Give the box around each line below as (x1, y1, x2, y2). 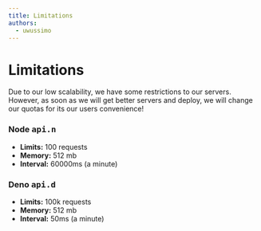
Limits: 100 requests (19, 142, 88, 151)
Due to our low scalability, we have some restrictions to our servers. (8, 87, 231, 96)
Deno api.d (8, 178, 56, 190)
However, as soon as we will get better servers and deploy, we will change (8, 96, 253, 105)
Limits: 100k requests (19, 197, 92, 206)
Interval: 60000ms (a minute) (19, 159, 118, 168)
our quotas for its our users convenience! (8, 104, 144, 114)
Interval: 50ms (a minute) (19, 213, 105, 223)
